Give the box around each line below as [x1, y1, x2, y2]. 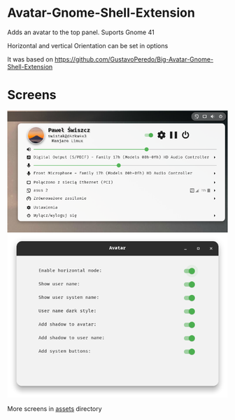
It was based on [7, 55, 54, 64]
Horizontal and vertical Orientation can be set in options [7, 41, 169, 50]
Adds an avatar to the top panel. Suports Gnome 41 [7, 28, 155, 36]
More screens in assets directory [7, 404, 103, 413]
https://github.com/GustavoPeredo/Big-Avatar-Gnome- [55, 55, 214, 64]
